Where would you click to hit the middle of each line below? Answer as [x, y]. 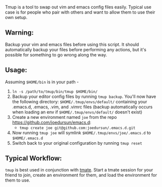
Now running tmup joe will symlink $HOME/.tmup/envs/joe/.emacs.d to [81, 132]
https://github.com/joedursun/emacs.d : [52, 122]
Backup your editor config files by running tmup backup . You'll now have [84, 96]
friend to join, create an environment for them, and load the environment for [81, 175]
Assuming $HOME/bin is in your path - [42, 82]
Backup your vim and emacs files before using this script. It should [72, 44]
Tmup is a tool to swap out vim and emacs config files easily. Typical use [78, 7]
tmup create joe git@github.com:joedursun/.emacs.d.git [77, 128]
